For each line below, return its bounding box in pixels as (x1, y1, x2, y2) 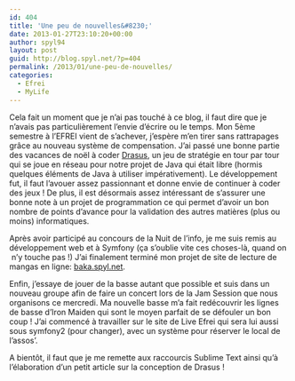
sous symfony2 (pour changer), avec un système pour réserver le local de (9, 325, 281, 336)
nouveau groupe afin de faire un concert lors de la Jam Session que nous (9, 288, 278, 298)
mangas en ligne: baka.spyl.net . (9, 261, 126, 272)
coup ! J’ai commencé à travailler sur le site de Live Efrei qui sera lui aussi (9, 316, 279, 327)
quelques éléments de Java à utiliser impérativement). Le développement (9, 168, 278, 179)
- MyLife (17, 87, 50, 96)
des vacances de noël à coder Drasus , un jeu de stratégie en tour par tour (9, 149, 280, 160)
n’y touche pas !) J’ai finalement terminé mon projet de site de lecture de (11, 251, 277, 262)
